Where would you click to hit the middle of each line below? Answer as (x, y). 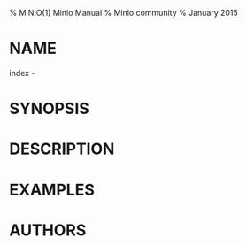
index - (22, 73)
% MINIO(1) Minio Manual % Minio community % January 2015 (124, 13)
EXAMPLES (52, 190)
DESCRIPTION (62, 149)
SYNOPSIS (50, 109)
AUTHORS (48, 230)
